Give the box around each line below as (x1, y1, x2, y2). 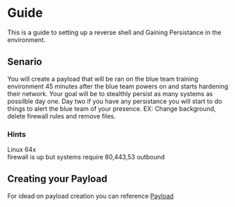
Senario (7, 56, 42, 68)
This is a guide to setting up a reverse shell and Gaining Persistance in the (7, 28, 222, 36)
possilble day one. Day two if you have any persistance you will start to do (7, 97, 222, 105)
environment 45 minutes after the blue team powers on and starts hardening (7, 82, 229, 91)
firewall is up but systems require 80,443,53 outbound (7, 153, 165, 161)
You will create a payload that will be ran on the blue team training (7, 74, 198, 83)
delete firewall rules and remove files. (7, 112, 116, 120)
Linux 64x (7, 145, 37, 154)
